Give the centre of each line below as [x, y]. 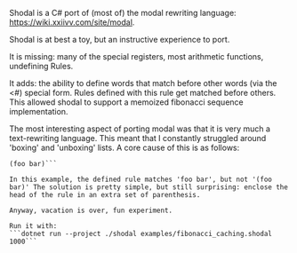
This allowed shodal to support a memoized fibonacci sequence [126, 102]
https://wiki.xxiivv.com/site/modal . [72, 22]
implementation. [39, 111]
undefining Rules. [41, 66]
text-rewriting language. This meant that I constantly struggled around [138, 138]
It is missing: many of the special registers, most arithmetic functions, [136, 56]
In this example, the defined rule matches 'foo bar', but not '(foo [141, 179]
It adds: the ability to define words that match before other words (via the [143, 83]
